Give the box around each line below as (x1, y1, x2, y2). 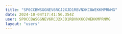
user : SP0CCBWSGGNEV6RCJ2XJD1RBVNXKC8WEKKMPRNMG (5, 16, 111, 21)
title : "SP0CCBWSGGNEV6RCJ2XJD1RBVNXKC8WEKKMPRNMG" (5, 7, 117, 12)
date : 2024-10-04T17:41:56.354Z (5, 12, 74, 17)
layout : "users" (5, 21, 40, 26)
